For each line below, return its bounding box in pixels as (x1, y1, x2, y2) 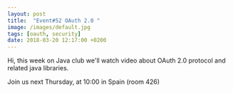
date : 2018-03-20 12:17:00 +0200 (7, 37, 107, 44)
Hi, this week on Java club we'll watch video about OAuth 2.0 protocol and (7, 56, 226, 65)
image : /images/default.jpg (7, 23, 91, 31)
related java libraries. (7, 64, 69, 72)
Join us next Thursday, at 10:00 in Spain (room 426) (7, 77, 160, 86)
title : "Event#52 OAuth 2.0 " (7, 17, 100, 24)
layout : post (7, 10, 46, 18)
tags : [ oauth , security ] (7, 30, 81, 38)
